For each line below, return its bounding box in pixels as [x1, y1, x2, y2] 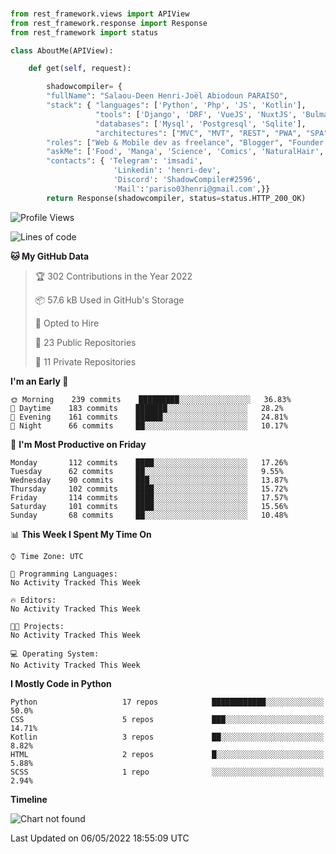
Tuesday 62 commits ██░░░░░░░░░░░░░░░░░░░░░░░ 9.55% [10, 466, 284, 476]
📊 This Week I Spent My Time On [10, 528, 152, 540]
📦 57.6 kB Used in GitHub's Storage [34, 294, 185, 306]
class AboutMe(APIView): [10, 45, 114, 56]
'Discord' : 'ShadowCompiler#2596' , [113, 175, 262, 185]
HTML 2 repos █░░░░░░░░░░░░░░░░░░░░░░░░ [10, 749, 325, 759]
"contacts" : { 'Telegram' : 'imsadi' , [46, 156, 203, 166]
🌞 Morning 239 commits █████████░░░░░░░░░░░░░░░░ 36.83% [10, 394, 292, 404]
